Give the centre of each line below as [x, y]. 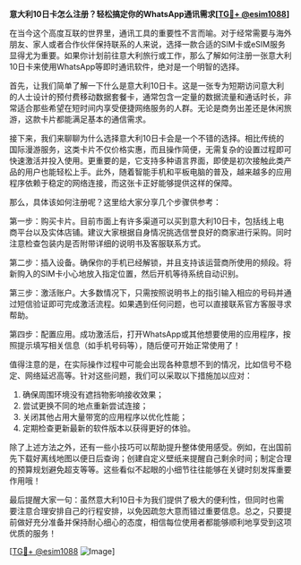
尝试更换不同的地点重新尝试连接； [85, 406]
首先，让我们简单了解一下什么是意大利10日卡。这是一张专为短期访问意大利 [147, 86]
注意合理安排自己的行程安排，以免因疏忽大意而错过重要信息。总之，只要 [150, 511]
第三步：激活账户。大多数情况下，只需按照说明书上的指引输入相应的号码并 [146, 293]
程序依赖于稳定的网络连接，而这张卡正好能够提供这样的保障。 [123, 183]
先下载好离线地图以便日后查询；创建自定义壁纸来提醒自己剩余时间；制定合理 [150, 458]
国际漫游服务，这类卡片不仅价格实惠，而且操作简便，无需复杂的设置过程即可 [150, 150]
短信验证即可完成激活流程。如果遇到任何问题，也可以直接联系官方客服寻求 [154, 304]
